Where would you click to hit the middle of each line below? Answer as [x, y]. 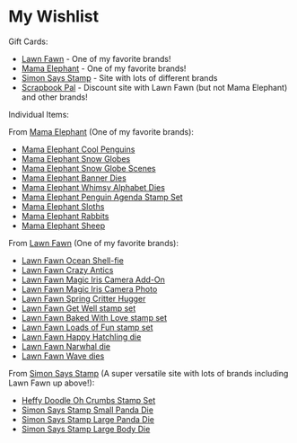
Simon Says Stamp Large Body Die [86, 429]
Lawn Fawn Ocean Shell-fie [73, 260]
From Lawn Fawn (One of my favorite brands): [93, 243]
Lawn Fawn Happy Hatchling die [81, 337]
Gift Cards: [28, 41]
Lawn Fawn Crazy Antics [67, 270]
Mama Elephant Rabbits [65, 216]
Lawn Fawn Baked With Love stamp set [94, 317]
